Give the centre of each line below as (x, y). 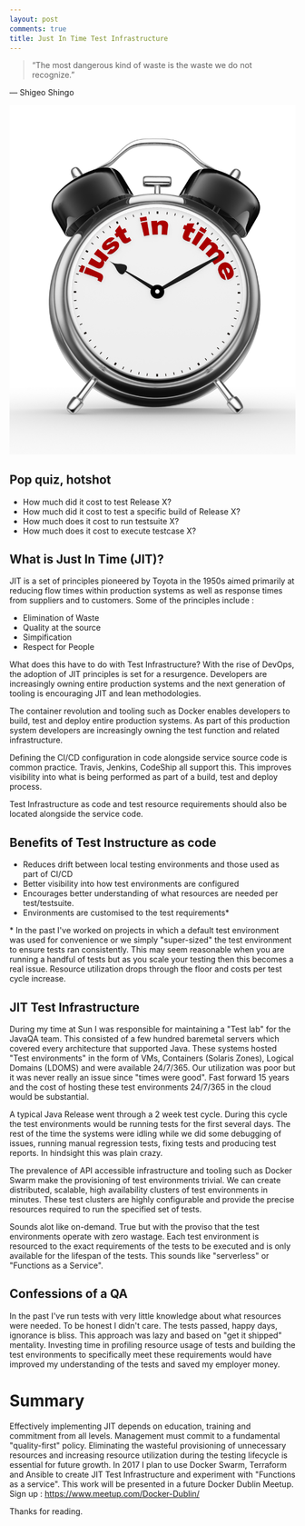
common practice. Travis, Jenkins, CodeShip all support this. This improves (151, 767)
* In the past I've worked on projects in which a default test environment (144, 931)
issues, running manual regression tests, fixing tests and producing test (143, 1143)
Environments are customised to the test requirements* (126, 913)
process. (26, 787)
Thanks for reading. (46, 1511)
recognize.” (53, 75)
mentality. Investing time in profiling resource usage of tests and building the (152, 1344)
